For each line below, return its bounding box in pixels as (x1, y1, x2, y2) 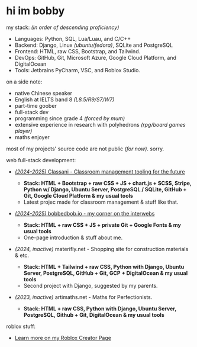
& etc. (14, 252, 30, 259)
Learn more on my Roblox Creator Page (14, 334, 111, 341)
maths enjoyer (14, 133, 50, 140)
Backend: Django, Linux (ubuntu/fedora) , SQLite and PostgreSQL (14, 41, 173, 49)
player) (14, 127, 33, 134)
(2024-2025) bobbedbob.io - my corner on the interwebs (14, 210, 155, 217)
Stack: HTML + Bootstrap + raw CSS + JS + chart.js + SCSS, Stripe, (23, 179, 192, 187)
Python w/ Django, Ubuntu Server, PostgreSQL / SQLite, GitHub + (23, 185, 188, 193)
